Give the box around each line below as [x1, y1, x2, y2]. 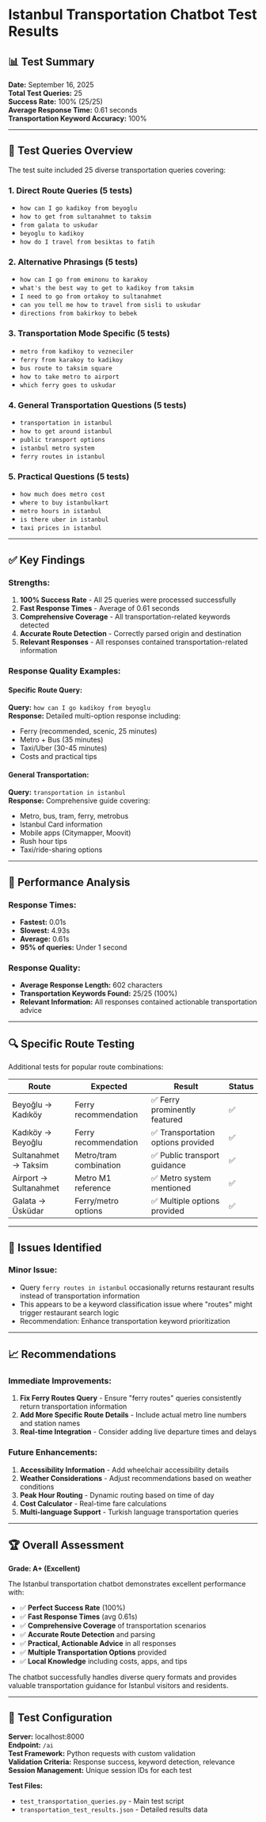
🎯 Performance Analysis [8, 875, 131, 889]
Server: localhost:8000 [8, 1732, 85, 1742]
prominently [150, 1104, 196, 1115]
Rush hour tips [19, 837, 67, 846]
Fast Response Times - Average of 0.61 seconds [19, 603, 180, 612]
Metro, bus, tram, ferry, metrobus [19, 811, 129, 821]
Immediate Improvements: [8, 1375, 112, 1387]
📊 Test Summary [8, 55, 95, 68]
